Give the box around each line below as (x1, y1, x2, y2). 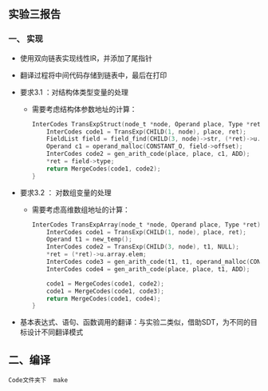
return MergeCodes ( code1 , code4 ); (46, 294, 161, 302)
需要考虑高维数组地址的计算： (31, 205, 130, 214)
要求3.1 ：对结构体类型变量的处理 (19, 87, 129, 97)
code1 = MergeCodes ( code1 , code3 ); (46, 287, 165, 295)
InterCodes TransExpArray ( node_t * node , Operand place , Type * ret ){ (31, 221, 265, 229)
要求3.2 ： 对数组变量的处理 (19, 187, 112, 197)
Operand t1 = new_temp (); (46, 235, 133, 244)
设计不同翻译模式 (26, 327, 84, 337)
